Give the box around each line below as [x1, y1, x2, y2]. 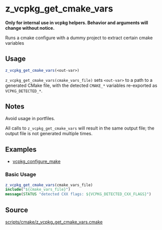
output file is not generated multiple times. [5, 131, 93, 137]
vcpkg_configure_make [12, 159, 61, 165]
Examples [5, 145, 37, 154]
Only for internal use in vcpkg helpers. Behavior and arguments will [5, 20, 148, 26]
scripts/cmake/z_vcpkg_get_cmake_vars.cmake [5, 219, 103, 225]
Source [5, 205, 29, 214]
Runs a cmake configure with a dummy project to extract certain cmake [5, 35, 153, 41]
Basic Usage [5, 171, 37, 178]
